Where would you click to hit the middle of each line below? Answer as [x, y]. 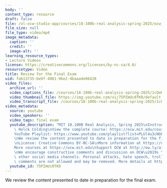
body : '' [14, 10]
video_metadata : [22, 106]
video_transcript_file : [34, 102]
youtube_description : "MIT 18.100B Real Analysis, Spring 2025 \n [79, 125]
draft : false [19, 19]
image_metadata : [22, 38]
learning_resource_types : [32, 56]
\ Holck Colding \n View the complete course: [61, 129]
